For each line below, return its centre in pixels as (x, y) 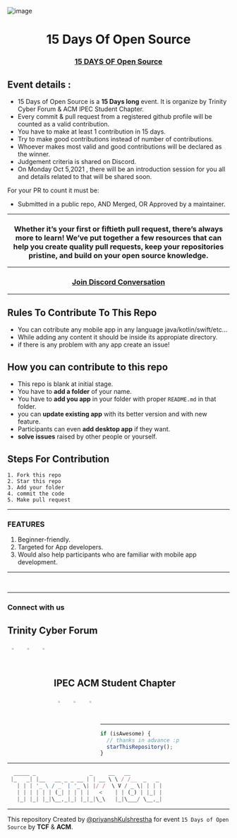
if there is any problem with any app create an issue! (94, 345)
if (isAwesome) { (126, 733)
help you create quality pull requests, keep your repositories (119, 246)
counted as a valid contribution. (63, 124)
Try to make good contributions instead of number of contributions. (115, 139)
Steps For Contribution (58, 459)
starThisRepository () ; (140, 747)
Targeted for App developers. (60, 547)
